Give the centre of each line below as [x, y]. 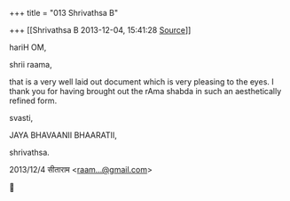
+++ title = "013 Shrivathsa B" [64, 13]
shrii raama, [31, 64]
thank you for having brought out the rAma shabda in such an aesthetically [145, 91]
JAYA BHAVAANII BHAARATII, [63, 135]
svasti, [21, 118]
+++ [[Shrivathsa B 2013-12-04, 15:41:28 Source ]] [100, 30]
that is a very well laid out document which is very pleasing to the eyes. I [141, 82]
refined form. [33, 100]
